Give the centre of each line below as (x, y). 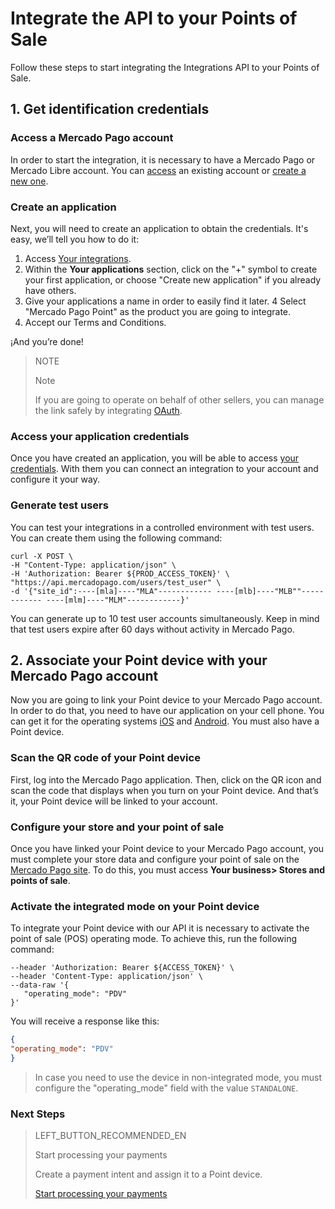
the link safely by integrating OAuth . (108, 410)
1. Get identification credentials (110, 109)
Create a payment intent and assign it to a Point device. (148, 1174)
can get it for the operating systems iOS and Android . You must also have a (165, 721)
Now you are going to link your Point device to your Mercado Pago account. (166, 700)
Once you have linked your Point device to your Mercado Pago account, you (167, 848)
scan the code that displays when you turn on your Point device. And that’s (164, 790)
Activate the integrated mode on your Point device (135, 906)
